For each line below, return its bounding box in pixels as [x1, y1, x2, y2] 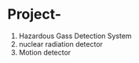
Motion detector [18, 47, 71, 57]
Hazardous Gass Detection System [18, 31, 132, 40]
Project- [7, 5, 62, 23]
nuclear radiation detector [18, 39, 104, 48]
